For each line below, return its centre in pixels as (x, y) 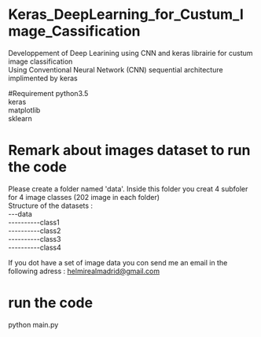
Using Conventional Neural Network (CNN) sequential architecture (116, 69)
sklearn (20, 118)
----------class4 (35, 247)
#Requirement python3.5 (48, 93)
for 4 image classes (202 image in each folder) (84, 197)
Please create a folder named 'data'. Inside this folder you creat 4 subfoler (128, 189)
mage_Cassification (74, 31)
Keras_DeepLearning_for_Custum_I (126, 15)
